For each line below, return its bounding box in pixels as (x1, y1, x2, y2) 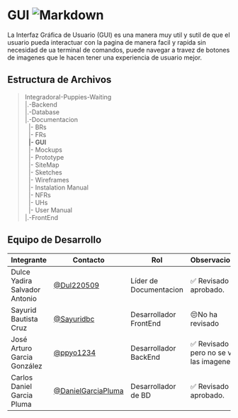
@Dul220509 (53, 280, 100, 290)
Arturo (11, 343, 33, 353)
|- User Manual (28, 206, 73, 214)
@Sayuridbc (53, 314, 95, 324)
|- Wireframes (28, 175, 69, 184)
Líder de (130, 275, 158, 285)
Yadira (11, 275, 33, 285)
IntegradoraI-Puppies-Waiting (24, 92, 112, 101)
